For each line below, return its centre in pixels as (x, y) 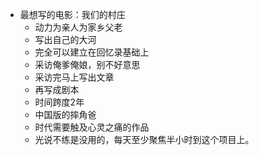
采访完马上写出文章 (74, 77)
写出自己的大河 (65, 39)
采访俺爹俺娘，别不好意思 (87, 64)
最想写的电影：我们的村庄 (72, 14)
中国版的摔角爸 (65, 114)
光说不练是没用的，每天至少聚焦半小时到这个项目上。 (144, 139)
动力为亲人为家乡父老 (78, 27)
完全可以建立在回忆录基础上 (92, 52)
